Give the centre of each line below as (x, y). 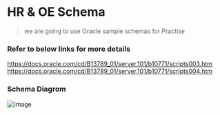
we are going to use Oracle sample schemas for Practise (104, 31)
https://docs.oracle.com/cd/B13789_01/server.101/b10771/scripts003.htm (110, 64)
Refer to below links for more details (69, 49)
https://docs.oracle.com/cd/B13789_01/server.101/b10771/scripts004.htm (110, 71)
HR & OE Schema (56, 12)
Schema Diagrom (37, 89)
